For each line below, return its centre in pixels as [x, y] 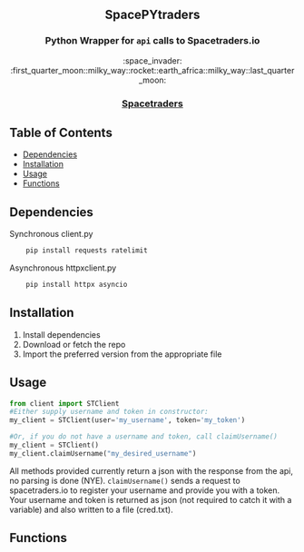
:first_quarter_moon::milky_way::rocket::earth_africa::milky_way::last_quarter [152, 70]
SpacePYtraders [152, 15]
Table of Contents [61, 133]
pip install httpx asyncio [77, 285]
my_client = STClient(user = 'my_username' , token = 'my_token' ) [127, 420]
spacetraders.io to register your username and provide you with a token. [145, 490]
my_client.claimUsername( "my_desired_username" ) [103, 453]
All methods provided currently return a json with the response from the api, [151, 470]
